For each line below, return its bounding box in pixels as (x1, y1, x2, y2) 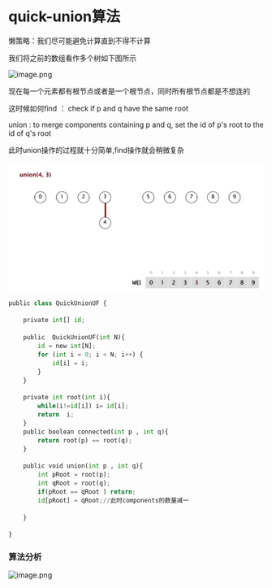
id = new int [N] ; (37, 342, 96, 351)
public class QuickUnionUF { (8, 298, 107, 307)
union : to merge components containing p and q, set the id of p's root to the (8, 120, 264, 129)
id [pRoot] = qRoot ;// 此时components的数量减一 (37, 496, 189, 504)
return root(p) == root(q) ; (37, 436, 132, 444)
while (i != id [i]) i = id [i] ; (37, 402, 129, 411)
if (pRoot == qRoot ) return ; (37, 487, 136, 496)
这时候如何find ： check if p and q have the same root (8, 103, 189, 113)
